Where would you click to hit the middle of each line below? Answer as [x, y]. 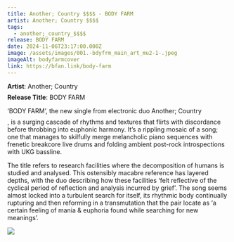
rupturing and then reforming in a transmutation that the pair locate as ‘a [112, 203]
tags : [15, 27]
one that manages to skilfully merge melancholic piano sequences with [110, 136]
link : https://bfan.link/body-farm [59, 66]
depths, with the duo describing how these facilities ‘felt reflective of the [112, 180]
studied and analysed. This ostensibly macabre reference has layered [108, 172]
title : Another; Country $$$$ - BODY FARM [70, 14]
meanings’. [23, 217]
